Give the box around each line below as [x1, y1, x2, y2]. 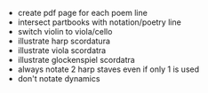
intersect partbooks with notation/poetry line [17, 17, 182, 27]
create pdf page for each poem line [17, 8, 148, 18]
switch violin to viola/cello [17, 27, 113, 36]
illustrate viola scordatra [17, 45, 107, 56]
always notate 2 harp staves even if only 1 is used [17, 64, 200, 74]
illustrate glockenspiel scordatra [17, 55, 135, 65]
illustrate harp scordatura [17, 35, 111, 46]
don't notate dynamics [17, 74, 100, 83]
